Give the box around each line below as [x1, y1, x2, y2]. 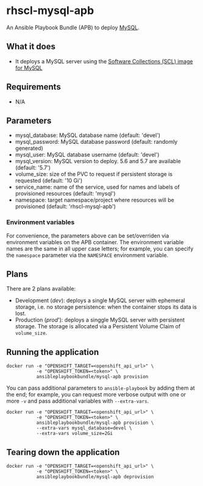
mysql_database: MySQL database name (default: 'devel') [15, 132, 160, 139]
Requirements [6, 82, 61, 92]
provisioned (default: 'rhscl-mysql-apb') [15, 203, 116, 210]
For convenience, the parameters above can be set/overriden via [6, 232, 169, 239]
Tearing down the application [6, 447, 120, 457]
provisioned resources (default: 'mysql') [15, 190, 116, 197]
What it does [6, 41, 56, 52]
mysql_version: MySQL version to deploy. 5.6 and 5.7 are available [15, 158, 181, 165]
